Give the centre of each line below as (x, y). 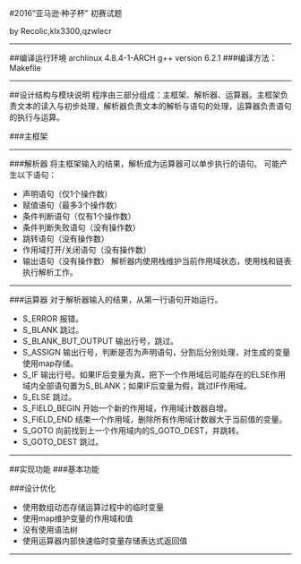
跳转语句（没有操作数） (65, 239)
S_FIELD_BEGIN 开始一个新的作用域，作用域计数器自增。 (127, 408)
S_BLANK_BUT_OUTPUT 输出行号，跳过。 (100, 341)
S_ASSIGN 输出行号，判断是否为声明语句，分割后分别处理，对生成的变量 (156, 352)
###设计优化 (33, 488)
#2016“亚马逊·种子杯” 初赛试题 (66, 13)
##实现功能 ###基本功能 (55, 469)
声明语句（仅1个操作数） (67, 194)
